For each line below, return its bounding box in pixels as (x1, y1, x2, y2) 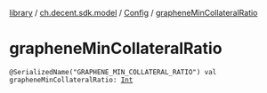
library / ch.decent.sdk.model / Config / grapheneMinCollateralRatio (9, 8, 258, 18)
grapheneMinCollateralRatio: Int (9, 75, 133, 84)
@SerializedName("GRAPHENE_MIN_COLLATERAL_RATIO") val (9, 67, 217, 76)
